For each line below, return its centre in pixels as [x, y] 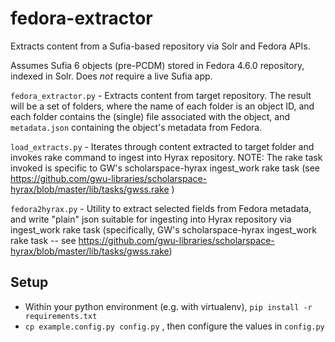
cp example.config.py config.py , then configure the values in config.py [174, 326]
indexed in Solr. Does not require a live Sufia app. [111, 76]
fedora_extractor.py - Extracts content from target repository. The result [161, 95]
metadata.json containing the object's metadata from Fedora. [136, 127]
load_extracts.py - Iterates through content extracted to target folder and [162, 146]
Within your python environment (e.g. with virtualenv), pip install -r [168, 306]
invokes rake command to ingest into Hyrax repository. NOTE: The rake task [166, 157]
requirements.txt [61, 316]
